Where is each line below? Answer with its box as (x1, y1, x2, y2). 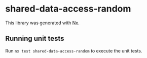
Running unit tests (5, 34, 64, 43)
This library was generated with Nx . (5, 20, 80, 26)
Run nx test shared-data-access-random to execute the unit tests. (5, 47, 142, 53)
